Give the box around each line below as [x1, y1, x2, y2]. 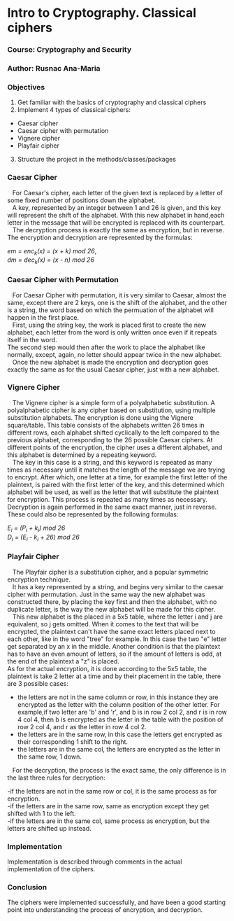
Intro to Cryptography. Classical [7, 5, 197, 21]
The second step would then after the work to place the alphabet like [7, 343, 205, 351]
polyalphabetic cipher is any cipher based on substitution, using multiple [7, 406, 216, 414]
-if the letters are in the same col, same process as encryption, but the [7, 817, 210, 825]
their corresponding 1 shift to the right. [17, 737, 128, 746]
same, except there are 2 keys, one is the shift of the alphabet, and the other [7, 298, 227, 307]
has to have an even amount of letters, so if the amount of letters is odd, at [7, 649, 222, 658]
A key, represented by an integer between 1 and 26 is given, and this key [12, 203, 221, 211]
